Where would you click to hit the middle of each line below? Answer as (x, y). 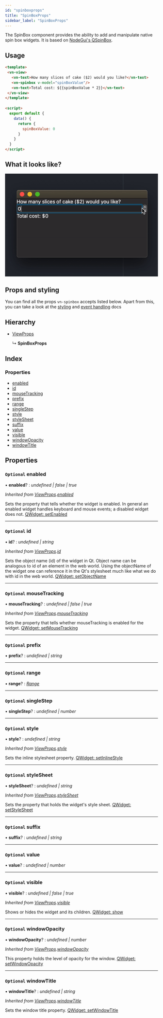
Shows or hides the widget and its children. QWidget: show (64, 912)
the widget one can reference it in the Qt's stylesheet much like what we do (81, 571)
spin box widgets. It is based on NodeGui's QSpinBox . (59, 40)
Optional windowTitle (31, 981)
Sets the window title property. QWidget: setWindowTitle (62, 1010)
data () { (23, 118)
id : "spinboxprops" (25, 10)
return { (27, 124)
